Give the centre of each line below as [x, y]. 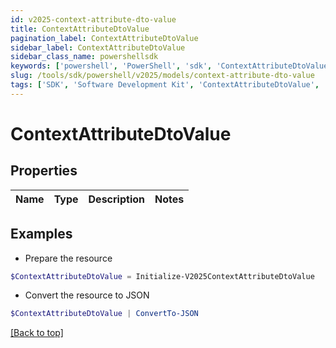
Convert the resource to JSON [87, 295]
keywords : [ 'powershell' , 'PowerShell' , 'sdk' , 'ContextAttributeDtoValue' [171, 66]
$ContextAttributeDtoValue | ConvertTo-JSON [104, 314]
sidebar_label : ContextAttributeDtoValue [98, 47]
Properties [44, 171]
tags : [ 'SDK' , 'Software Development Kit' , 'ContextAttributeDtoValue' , [165, 85]
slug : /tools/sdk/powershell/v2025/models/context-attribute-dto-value [162, 76]
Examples [41, 234]
